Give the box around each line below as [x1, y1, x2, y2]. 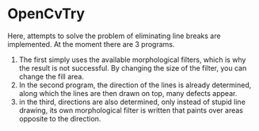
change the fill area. [18, 71, 85, 81]
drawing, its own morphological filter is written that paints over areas [18, 105, 243, 115]
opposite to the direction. [18, 114, 101, 123]
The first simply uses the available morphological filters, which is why [18, 55, 246, 64]
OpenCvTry [7, 5, 85, 23]
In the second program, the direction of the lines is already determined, [18, 80, 252, 90]
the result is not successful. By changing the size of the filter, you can [18, 63, 247, 72]
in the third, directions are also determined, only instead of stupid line [18, 97, 246, 106]
